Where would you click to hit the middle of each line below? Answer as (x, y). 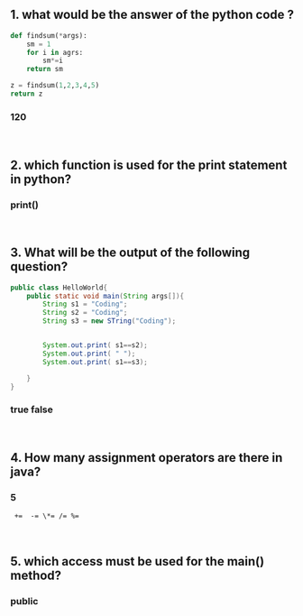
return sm (45, 69)
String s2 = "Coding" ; (85, 313)
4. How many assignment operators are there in (147, 458)
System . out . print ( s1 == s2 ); (95, 345)
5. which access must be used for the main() (138, 561)
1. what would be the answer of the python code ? (152, 15)
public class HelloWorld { (59, 288)
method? (36, 575)
